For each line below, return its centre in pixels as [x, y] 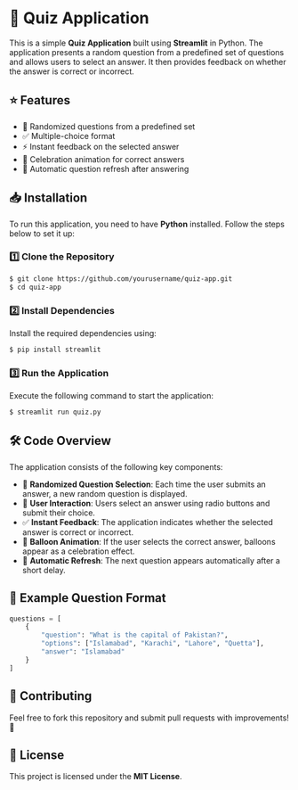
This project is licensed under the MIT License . [96, 777]
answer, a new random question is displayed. [105, 493]
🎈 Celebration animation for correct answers [103, 159]
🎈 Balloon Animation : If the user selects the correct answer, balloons [149, 541]
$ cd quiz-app [36, 287]
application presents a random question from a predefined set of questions [147, 52]
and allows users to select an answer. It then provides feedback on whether [148, 62]
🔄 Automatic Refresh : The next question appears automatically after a [151, 560]
